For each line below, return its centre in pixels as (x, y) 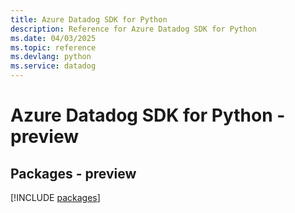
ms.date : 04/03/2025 (53, 38)
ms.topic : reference (53, 47)
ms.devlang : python (51, 57)
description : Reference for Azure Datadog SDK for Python (133, 29)
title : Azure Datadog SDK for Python (89, 19)
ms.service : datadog (53, 66)
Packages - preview (73, 173)
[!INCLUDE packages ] (55, 197)
